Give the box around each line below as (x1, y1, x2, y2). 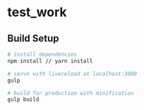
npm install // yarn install (7, 57, 93, 64)
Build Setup (7, 32, 59, 44)
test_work (7, 4, 67, 20)
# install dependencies (7, 51, 78, 58)
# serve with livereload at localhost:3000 (7, 70, 138, 78)
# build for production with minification (7, 90, 134, 97)
